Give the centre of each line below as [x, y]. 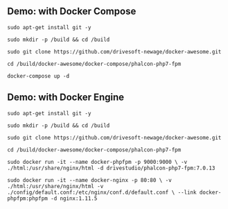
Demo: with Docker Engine [66, 98]
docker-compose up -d [38, 76]
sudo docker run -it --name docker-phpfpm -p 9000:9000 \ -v [97, 162]
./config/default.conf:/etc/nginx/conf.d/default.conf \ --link [102, 192]
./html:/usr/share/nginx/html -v [55, 186]
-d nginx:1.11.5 [74, 198]
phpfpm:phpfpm [28, 198]
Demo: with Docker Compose [72, 11]
